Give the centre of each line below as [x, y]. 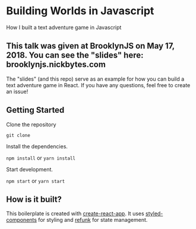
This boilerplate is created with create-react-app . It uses [75, 214]
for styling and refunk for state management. [93, 220]
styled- [154, 214]
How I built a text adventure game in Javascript [64, 27]
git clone [18, 135]
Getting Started [35, 110]
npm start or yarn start [36, 181]
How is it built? [34, 199]
